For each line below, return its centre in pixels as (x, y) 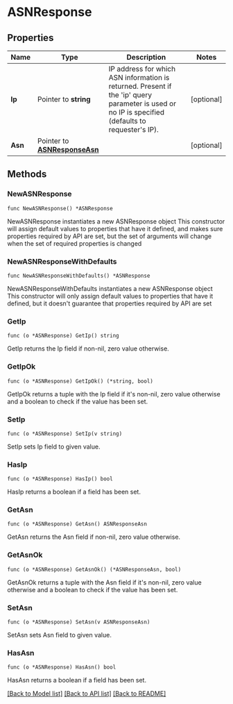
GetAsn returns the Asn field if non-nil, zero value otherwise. (94, 537)
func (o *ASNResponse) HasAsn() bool (62, 667)
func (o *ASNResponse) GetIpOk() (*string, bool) (80, 381)
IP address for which (142, 69)
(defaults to (127, 121)
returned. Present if (140, 86)
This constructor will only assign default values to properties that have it (110, 296)
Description (146, 57)
